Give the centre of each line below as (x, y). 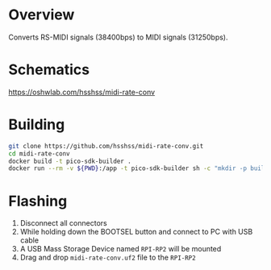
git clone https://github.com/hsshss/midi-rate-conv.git (106, 146)
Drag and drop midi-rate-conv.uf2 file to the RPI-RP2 (108, 258)
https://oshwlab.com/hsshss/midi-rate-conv (82, 92)
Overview (42, 15)
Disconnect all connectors (63, 223)
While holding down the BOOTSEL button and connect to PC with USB (136, 232)
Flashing (38, 201)
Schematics (49, 70)
